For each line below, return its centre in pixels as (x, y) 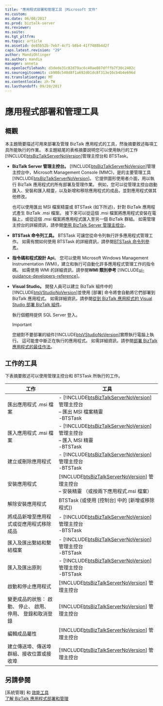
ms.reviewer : (18, 28)
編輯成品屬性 (22, 634)
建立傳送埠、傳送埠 (30, 647)
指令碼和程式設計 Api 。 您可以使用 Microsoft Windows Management (80, 258)
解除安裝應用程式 (27, 504)
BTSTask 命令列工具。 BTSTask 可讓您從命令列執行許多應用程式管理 (80, 235)
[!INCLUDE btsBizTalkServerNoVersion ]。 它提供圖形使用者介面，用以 (81, 178)
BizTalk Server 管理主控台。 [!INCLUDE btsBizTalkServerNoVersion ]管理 (84, 166)
